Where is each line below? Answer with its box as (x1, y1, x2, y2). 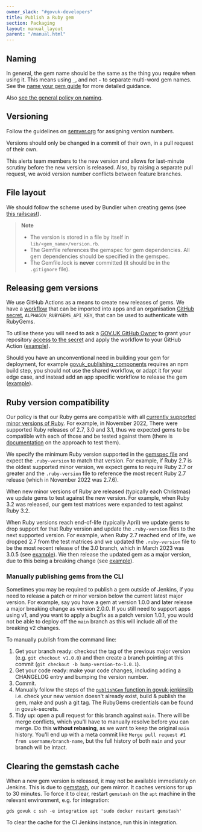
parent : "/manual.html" (6, 31, 66, 37)
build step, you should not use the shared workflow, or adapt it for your (6, 367, 183, 374)
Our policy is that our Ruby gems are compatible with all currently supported (6, 414, 196, 421)
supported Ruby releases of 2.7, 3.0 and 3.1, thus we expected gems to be (6, 426, 190, 433)
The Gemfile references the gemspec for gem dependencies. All (30, 246, 190, 253)
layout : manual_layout (6, 25, 63, 32)
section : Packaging (6, 20, 55, 26)
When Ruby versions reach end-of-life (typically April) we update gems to (6, 519, 190, 526)
